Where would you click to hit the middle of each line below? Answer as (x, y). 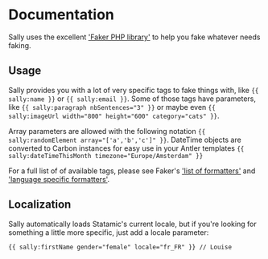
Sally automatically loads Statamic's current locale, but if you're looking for (132, 224)
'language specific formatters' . (59, 179)
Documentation (62, 15)
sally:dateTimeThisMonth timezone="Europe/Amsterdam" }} (106, 156)
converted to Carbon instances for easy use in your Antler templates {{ (126, 148)
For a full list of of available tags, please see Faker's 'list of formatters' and (132, 171)
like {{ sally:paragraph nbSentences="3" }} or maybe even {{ (112, 107)
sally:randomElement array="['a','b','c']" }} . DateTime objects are (125, 140)
